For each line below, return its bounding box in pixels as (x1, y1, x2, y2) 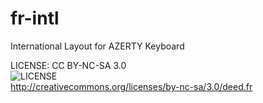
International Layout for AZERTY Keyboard (10, 40, 185, 52)
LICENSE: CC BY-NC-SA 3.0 (10, 59, 127, 71)
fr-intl (10, 7, 60, 30)
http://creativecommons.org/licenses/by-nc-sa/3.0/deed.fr (10, 80, 253, 92)
